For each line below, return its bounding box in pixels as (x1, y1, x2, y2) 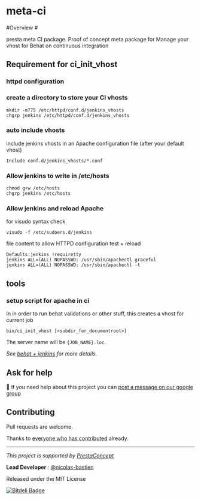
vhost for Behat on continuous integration (6, 42, 109, 49)
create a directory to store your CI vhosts (6, 94, 128, 102)
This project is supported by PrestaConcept (6, 451, 114, 459)
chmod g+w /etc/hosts (6, 185, 60, 191)
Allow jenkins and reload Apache (6, 204, 104, 213)
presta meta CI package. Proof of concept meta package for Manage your (6, 35, 189, 43)
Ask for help (6, 368, 53, 378)
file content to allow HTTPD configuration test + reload (6, 240, 141, 247)
